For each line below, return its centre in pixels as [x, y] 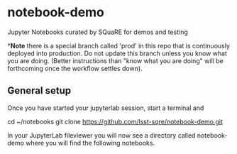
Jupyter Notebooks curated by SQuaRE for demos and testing [98, 32]
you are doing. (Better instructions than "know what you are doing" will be [115, 60]
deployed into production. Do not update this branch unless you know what [117, 53]
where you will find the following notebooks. [90, 143]
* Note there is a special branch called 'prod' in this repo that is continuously [119, 45]
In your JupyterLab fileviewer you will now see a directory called [101, 135]
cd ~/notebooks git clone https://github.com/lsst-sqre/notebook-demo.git [115, 121]
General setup [39, 90]
